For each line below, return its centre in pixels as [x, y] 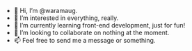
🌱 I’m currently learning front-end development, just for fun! [99, 25]
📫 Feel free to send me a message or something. [85, 40]
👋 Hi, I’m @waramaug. [46, 11]
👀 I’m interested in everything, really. [66, 18]
